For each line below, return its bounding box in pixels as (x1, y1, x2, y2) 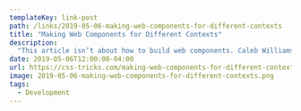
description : (9, 38, 58, 47)
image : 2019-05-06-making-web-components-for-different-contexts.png (9, 72, 275, 81)
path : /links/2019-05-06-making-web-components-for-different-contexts (9, 21, 282, 30)
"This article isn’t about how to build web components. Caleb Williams (17, 47, 295, 55)
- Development (17, 88, 70, 97)
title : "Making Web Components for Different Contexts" (9, 30, 222, 38)
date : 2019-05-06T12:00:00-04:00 (9, 55, 134, 64)
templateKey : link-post (9, 13, 99, 22)
